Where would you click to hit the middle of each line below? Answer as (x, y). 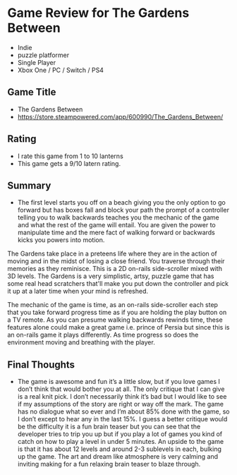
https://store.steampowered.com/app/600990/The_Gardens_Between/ (120, 116)
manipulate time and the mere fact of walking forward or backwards (116, 233)
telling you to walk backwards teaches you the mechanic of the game (119, 217)
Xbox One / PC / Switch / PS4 (61, 70)
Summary (29, 185)
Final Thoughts (41, 365)
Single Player (37, 62)
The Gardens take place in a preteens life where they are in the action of (112, 254)
